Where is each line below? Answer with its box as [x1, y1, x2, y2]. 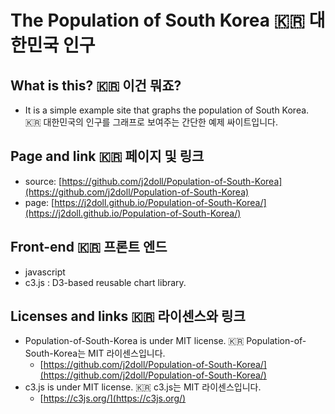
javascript [24, 266, 66, 278]
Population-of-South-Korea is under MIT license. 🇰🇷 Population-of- [24, 335, 307, 347]
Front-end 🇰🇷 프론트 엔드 [10, 239, 168, 256]
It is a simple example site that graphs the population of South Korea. [24, 104, 310, 116]
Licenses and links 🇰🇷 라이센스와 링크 [10, 308, 246, 325]
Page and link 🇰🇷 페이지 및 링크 [10, 148, 205, 165]
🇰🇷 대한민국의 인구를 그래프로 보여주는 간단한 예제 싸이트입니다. [24, 116, 278, 128]
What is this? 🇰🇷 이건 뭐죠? [10, 77, 182, 94]
